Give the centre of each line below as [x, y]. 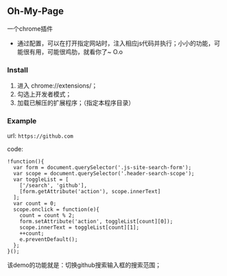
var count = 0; [35, 204]
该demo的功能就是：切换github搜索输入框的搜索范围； [84, 265]
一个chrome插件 [30, 28]
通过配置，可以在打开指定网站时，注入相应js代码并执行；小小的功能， [116, 43]
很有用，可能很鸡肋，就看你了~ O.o [73, 51]
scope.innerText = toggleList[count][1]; [79, 228]
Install [18, 70]
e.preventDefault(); [49, 240]
